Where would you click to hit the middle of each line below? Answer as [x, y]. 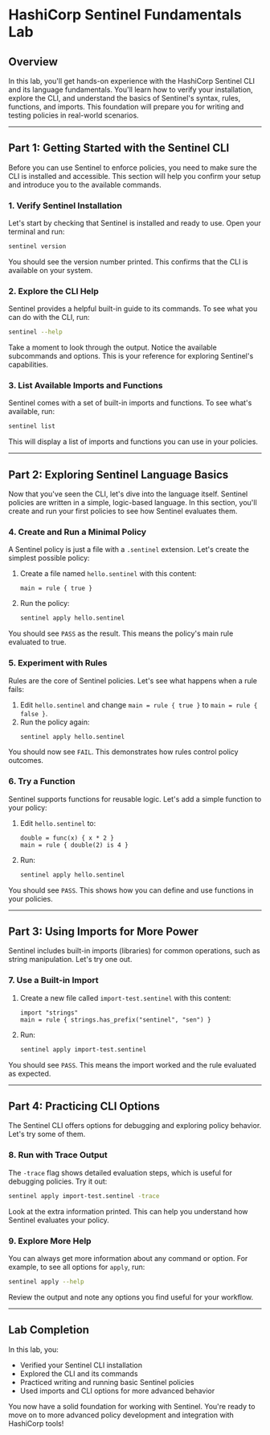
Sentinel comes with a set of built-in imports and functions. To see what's [130, 403]
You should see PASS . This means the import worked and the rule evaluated [133, 1064]
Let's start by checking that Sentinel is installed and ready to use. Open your [135, 223]
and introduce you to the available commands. [85, 185]
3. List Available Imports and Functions [86, 386]
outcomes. [26, 761]
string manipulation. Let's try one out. [70, 960]
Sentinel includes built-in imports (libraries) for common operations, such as [134, 951]
